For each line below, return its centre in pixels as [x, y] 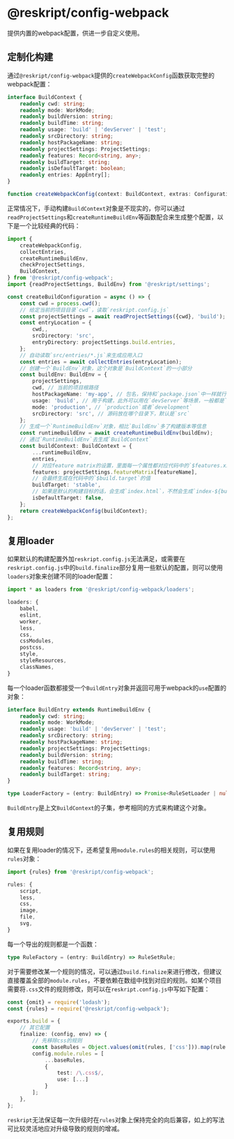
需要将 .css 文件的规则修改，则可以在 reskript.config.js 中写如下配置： [109, 989]
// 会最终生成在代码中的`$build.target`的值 [92, 478]
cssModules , [37, 641]
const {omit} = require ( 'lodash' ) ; [59, 1002]
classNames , [37, 667]
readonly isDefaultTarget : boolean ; [73, 169]
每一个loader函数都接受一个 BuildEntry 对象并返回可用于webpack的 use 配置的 [117, 688]
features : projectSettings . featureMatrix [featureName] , [115, 472]
